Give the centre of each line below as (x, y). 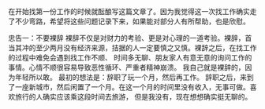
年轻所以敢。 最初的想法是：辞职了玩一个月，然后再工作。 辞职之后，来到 (134, 77)
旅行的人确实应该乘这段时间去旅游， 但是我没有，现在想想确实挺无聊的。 (133, 97)
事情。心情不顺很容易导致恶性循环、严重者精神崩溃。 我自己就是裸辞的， (127, 67)
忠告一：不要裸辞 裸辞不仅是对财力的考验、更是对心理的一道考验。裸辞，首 (130, 38)
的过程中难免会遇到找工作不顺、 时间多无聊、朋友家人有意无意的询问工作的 (130, 58)
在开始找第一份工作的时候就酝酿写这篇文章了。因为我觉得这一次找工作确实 (129, 11)
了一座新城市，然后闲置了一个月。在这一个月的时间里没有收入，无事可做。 (129, 87)
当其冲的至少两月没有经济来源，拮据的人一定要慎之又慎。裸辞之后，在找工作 (132, 48)
